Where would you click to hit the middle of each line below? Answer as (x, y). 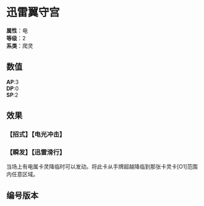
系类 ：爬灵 (20, 46)
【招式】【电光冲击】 (36, 135)
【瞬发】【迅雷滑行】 (36, 152)
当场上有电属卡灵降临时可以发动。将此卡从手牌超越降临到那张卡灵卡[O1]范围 (102, 167)
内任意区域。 (22, 174)
